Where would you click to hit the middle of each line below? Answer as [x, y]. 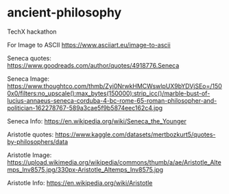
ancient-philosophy [64, 13]
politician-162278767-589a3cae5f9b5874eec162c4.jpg [85, 108]
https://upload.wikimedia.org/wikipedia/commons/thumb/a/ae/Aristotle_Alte [114, 162]
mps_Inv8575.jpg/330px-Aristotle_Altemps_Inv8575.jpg [85, 169]
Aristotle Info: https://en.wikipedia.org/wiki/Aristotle [80, 182]
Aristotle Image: [29, 155]
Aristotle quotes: [31, 134]
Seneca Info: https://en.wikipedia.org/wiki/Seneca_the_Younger [97, 121]
